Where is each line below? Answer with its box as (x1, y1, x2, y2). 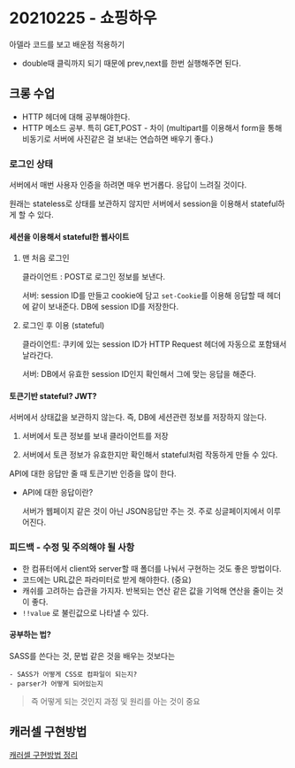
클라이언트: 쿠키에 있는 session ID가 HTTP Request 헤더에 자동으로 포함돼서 (21, 339, 287, 349)
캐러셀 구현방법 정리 (9, 749, 78, 760)
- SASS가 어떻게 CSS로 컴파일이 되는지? (9, 670, 138, 679)
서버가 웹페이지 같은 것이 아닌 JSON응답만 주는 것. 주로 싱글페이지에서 (21, 506, 265, 517)
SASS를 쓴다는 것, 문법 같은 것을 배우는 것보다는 (9, 650, 176, 661)
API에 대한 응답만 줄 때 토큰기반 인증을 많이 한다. (9, 468, 177, 479)
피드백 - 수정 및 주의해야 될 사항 (9, 541, 135, 554)
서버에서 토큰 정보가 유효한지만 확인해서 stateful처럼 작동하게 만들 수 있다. (21, 449, 278, 460)
